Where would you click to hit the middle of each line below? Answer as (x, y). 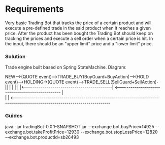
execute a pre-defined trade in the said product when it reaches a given (78, 28)
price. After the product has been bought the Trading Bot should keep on (79, 33)
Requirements (34, 9)
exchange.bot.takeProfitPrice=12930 (42, 132)
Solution (16, 56)
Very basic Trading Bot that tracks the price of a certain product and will (78, 23)
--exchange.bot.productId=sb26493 (42, 137)
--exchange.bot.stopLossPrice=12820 (119, 132)
